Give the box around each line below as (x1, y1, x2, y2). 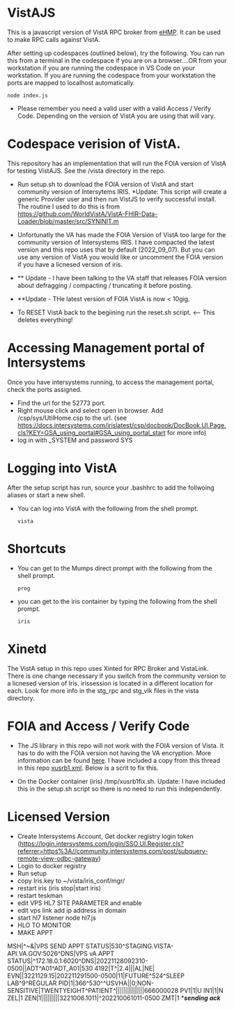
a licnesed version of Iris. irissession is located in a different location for (7, 678, 214, 688)
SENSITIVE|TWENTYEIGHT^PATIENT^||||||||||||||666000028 (7, 986, 179, 994)
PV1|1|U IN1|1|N (180, 986, 224, 994)
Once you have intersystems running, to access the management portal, (7, 378, 214, 386)
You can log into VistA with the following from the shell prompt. (17, 504, 198, 513)
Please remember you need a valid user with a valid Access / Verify (17, 104, 211, 112)
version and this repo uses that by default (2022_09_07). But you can (17, 245, 215, 254)
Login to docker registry (17, 861, 87, 870)
